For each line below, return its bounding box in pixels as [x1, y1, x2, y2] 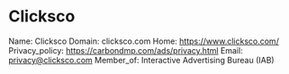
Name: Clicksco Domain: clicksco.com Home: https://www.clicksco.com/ [8, 36, 280, 46]
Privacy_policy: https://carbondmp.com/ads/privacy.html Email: [8, 45, 244, 55]
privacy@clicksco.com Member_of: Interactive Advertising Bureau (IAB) [8, 54, 275, 65]
